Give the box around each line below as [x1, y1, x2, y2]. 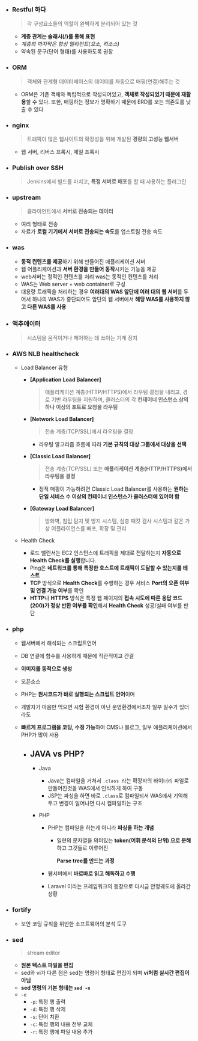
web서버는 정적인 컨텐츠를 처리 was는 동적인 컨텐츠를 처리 [20, 272, 159, 280]
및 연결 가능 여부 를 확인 [29, 587, 84, 594]
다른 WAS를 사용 [26, 302, 67, 310]
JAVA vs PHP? [29, 749, 85, 759]
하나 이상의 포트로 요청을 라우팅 [44, 404, 118, 411]
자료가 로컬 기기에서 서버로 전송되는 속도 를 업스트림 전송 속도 [20, 228, 163, 235]
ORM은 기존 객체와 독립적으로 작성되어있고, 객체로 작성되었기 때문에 [20, 90, 180, 97]
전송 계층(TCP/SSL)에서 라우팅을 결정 [44, 428, 134, 435]
